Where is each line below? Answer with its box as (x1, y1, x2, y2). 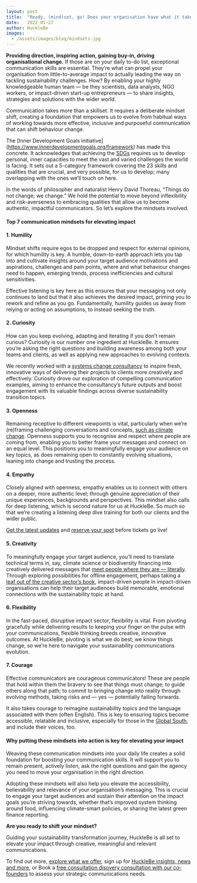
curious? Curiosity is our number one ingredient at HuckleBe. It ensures (6, 339, 179, 345)
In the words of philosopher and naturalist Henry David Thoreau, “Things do (6, 186, 189, 193)
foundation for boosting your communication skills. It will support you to (6, 756, 180, 763)
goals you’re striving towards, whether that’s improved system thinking (6, 799, 177, 806)
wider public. (6, 515, 38, 523)
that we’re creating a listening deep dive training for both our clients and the (6, 509, 189, 516)
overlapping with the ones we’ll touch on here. (6, 174, 118, 181)
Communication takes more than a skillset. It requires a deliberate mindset (6, 107, 185, 114)
